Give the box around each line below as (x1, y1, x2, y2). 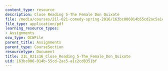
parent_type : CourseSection (5, 44, 64, 49)
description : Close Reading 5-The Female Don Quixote (5, 12, 120, 17)
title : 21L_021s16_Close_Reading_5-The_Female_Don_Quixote (5, 53, 131, 59)
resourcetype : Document (5, 49, 55, 54)
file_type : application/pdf (5, 21, 64, 26)
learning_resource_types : (5, 26, 59, 31)
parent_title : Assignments (5, 40, 61, 45)
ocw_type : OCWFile (5, 35, 43, 40)
